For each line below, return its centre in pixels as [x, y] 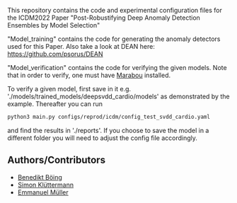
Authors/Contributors [57, 160]
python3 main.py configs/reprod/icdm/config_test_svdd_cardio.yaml [109, 117]
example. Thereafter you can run [55, 104]
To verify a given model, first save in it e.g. [69, 89]
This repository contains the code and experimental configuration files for [115, 10]
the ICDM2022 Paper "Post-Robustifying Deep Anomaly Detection [104, 18]
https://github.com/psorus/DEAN [56, 54]
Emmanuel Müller [43, 192]
